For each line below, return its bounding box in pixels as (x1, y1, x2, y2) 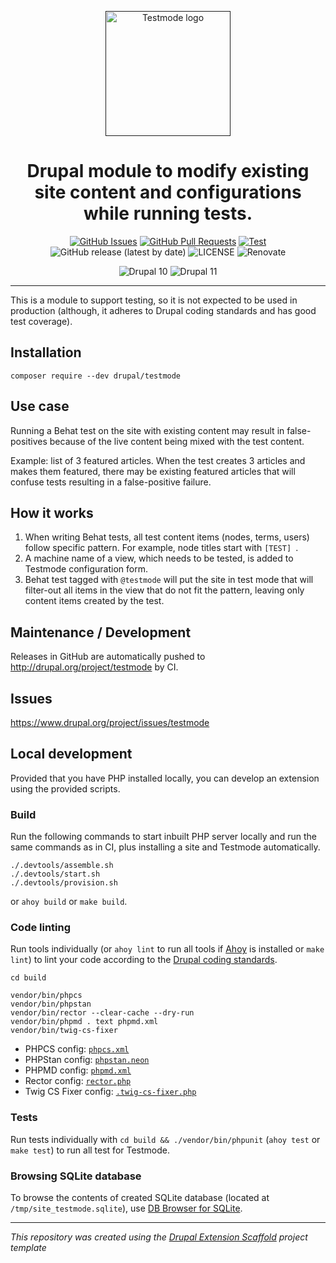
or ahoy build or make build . (10, 896, 128, 908)
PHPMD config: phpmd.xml (24, 1064, 132, 1076)
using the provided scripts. (10, 782, 121, 795)
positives (10, 435, 48, 447)
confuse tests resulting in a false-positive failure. (10, 476, 212, 488)
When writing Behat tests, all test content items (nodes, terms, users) (24, 531, 310, 543)
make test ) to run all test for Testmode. (10, 1144, 170, 1156)
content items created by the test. (24, 595, 165, 607)
